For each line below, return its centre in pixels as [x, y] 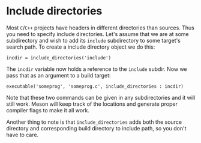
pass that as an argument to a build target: [58, 75]
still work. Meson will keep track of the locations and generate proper [92, 104]
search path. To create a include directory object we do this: [81, 47]
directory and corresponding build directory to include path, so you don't [96, 128]
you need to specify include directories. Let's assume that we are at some [97, 34]
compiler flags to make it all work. [48, 110]
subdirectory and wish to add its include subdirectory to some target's [94, 40]
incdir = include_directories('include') [59, 58]
